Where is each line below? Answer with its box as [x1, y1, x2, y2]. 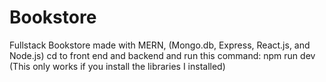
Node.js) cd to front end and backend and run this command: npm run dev [9, 49, 316, 61]
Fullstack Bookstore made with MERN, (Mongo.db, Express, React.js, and [9, 39, 311, 51]
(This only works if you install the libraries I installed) [9, 60, 226, 72]
